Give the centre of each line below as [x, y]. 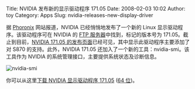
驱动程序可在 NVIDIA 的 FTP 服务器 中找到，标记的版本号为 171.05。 [102, 35]
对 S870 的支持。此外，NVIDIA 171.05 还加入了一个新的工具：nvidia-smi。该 [98, 49]
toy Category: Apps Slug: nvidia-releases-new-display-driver [80, 15]
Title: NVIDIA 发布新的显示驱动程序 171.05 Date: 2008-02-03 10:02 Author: [96, 8]
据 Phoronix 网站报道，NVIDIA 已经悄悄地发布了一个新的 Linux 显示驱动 [92, 27]
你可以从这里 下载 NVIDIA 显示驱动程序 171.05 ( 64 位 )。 [72, 80]
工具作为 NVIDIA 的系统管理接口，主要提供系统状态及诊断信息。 [83, 57]
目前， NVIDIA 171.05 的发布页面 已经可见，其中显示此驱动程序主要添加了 [103, 42]
